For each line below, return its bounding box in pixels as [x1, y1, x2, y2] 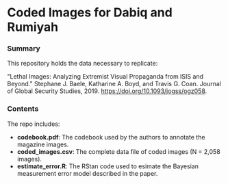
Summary [7, 44, 41, 53]
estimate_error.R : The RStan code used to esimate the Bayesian [16, 162, 199, 170]
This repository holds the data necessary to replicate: [7, 60, 158, 68]
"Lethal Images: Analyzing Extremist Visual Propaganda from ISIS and [7, 73, 204, 81]
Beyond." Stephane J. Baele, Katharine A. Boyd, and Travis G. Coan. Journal [7, 80, 221, 88]
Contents [7, 104, 39, 114]
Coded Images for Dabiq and [7, 5, 173, 21]
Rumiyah [7, 19, 59, 35]
